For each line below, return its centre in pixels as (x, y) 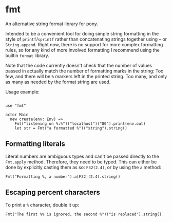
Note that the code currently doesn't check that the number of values (79, 65)
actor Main (17, 115)
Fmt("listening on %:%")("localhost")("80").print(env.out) (80, 124)
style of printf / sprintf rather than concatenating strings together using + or (86, 39)
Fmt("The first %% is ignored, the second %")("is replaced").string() (83, 214)
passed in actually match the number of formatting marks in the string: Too (84, 71)
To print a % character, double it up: (42, 205)
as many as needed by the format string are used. (58, 82)
